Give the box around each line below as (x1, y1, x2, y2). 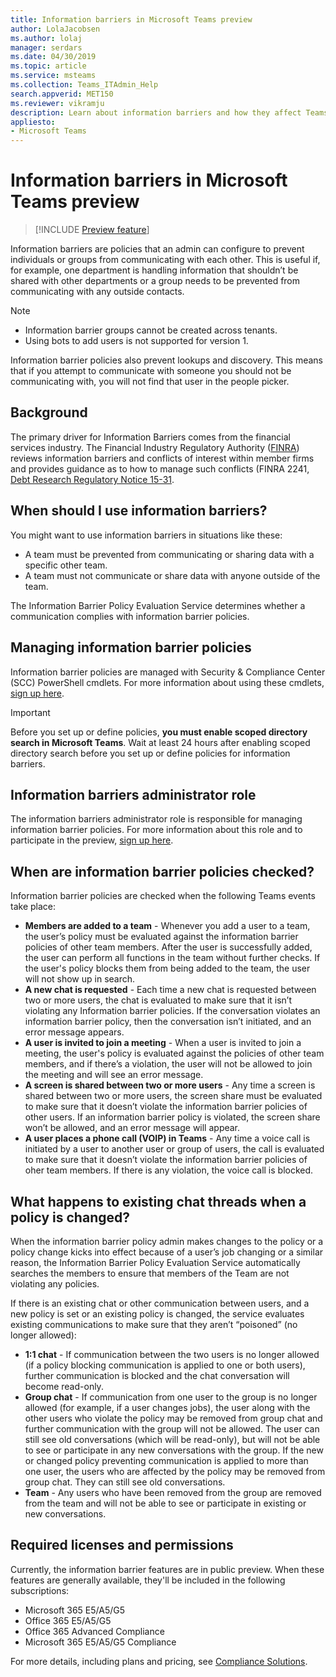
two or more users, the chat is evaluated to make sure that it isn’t (24, 994, 293, 1006)
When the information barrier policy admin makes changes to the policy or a (10, 1235, 324, 1247)
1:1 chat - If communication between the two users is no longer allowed (24, 1348, 320, 1360)
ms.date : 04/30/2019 (10, 52, 97, 62)
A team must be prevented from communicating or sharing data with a (24, 548, 315, 560)
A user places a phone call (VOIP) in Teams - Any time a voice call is (24, 1132, 311, 1145)
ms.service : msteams (10, 71, 97, 81)
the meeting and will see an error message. (24, 1069, 204, 1081)
